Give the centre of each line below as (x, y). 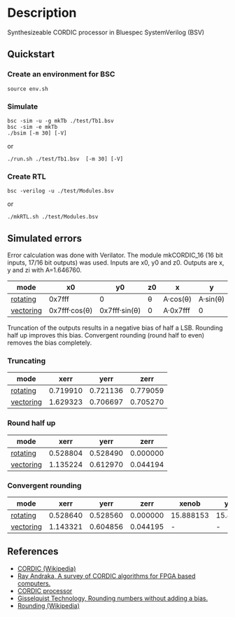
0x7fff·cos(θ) (71, 311)
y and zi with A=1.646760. (45, 270)
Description (42, 13)
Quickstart (31, 54)
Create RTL (27, 176)
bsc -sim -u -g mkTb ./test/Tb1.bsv (60, 120)
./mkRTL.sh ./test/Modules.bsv (53, 217)
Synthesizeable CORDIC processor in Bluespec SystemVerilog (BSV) (106, 32)
